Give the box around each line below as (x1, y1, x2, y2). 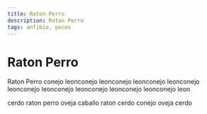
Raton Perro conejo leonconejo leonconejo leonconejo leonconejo (7, 77, 200, 86)
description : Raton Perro (7, 17, 84, 24)
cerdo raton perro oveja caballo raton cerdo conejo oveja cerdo (7, 98, 193, 107)
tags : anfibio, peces (7, 23, 72, 30)
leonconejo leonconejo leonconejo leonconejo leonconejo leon (7, 85, 191, 93)
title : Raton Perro (7, 10, 65, 18)
